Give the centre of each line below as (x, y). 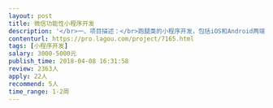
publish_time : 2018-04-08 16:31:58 (69, 62)
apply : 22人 (28, 76)
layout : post (30, 16)
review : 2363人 (33, 69)
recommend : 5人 (33, 84)
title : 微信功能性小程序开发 (52, 24)
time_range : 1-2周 (39, 91)
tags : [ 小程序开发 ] (38, 46)
